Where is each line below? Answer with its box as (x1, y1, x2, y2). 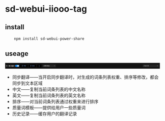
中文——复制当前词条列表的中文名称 (12, 86, 86, 92)
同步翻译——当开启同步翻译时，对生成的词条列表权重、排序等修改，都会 (12, 74, 159, 80)
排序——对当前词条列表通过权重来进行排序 (12, 99, 99, 104)
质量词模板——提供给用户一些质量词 (12, 105, 86, 110)
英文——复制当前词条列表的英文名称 (12, 93, 86, 98)
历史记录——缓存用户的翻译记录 (12, 111, 77, 117)
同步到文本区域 (12, 81, 43, 86)
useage (5, 50, 28, 58)
